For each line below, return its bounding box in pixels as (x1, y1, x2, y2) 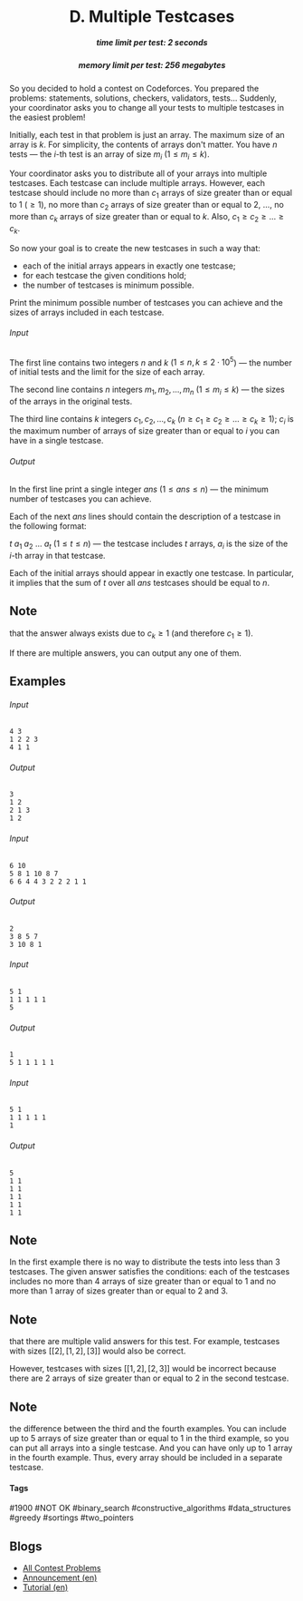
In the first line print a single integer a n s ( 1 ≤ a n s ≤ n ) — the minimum (9, 483, 269, 495)
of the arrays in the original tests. (9, 396, 133, 407)
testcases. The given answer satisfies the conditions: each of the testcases (9, 1266, 290, 1277)
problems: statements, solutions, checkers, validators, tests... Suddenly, (9, 93, 278, 103)
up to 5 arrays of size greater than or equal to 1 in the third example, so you (9, 1433, 289, 1444)
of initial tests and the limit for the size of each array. (9, 366, 205, 377)
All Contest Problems (22, 1563, 101, 1574)
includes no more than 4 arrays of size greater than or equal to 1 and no (9, 1276, 277, 1287)
